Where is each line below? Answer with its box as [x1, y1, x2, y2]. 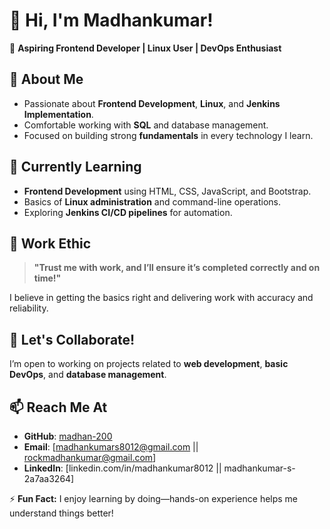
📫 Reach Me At [9, 399, 108, 416]
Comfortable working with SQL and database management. [23, 119, 269, 131]
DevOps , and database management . [9, 369, 167, 381]
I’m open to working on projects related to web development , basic [9, 358, 289, 370]
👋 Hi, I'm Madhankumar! [9, 9, 214, 32]
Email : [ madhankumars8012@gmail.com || [23, 441, 199, 453]
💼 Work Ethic [9, 235, 92, 252]
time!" [33, 272, 62, 284]
